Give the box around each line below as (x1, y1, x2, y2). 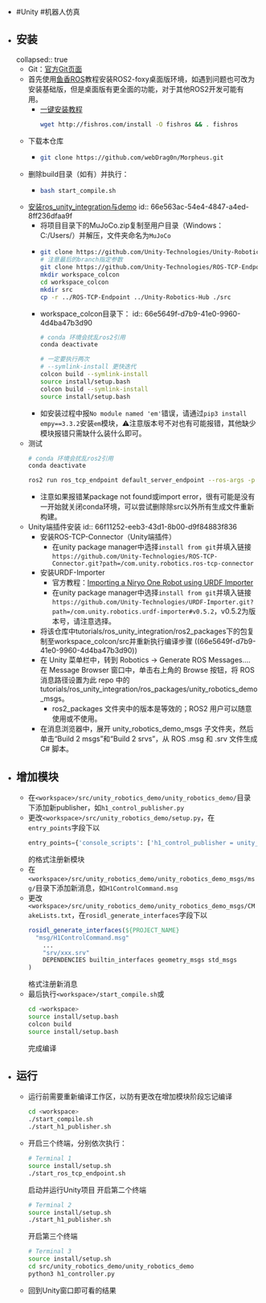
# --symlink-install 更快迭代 (39, 363, 137, 371)
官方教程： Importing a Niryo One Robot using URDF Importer (51, 578, 254, 588)
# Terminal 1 (27, 1154, 72, 1163)
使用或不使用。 (51, 714, 102, 723)
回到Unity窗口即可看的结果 (27, 1285, 117, 1295)
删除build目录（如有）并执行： (27, 169, 129, 178)
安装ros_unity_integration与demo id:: (27, 202, 149, 211)
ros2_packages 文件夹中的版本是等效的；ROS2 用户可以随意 (51, 704, 252, 714)
